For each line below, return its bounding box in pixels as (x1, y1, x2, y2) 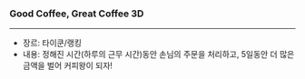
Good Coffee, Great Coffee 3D (9, 7, 144, 20)
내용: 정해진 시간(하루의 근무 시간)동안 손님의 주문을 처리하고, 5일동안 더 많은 (22, 49, 295, 60)
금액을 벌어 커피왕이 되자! (22, 60, 113, 71)
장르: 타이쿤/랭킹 (22, 37, 82, 48)
